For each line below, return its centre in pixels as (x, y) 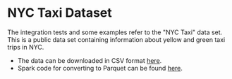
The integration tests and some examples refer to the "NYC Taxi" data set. (115, 32)
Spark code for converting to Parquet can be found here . (100, 68)
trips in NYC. (26, 47)
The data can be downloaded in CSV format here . (90, 60)
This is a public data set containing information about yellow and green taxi (116, 39)
